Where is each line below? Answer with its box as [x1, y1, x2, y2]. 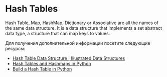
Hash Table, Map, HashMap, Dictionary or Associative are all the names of [5, 20, 159, 26]
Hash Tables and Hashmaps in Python [12, 60, 91, 66]
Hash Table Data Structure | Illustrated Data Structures [12, 55, 125, 61]
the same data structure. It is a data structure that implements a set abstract [5, 25, 162, 31]
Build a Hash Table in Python [12, 66, 72, 72]
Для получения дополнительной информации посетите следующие [5, 40, 150, 46]
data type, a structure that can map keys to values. [5, 30, 110, 36]
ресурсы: [5, 45, 26, 51]
